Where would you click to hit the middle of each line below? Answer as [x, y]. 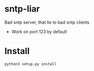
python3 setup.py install [30, 64]
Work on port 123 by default [39, 31]
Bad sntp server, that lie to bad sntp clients [47, 22]
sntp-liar [22, 9]
